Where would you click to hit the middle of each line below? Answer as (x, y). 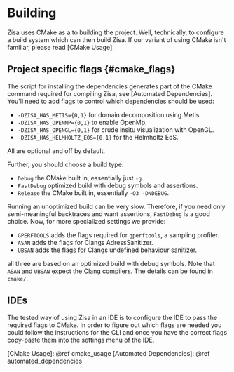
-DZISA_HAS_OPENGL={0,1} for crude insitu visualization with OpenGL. (116, 129)
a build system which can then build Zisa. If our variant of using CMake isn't (117, 39)
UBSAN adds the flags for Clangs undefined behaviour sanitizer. (107, 250)
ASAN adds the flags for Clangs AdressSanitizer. (85, 242)
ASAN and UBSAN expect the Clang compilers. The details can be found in (110, 271)
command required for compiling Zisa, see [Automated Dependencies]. (110, 93)
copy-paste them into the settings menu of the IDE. (81, 340)
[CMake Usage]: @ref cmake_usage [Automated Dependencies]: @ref (109, 353)
